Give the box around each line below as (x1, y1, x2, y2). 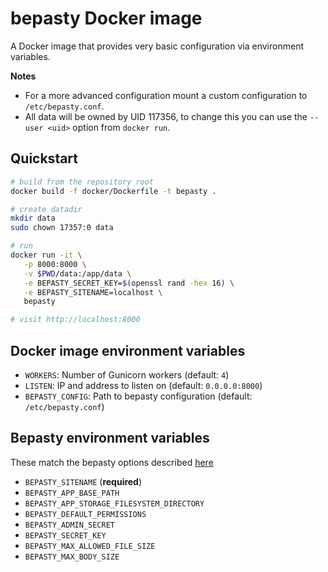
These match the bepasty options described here (10, 456, 214, 468)
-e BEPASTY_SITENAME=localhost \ (23, 287, 163, 297)
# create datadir (10, 204, 83, 214)
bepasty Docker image (10, 7, 203, 30)
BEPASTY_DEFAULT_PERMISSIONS (24, 509, 147, 519)
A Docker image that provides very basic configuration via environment (10, 40, 304, 52)
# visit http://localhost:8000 (10, 315, 141, 325)
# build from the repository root (10, 177, 155, 187)
